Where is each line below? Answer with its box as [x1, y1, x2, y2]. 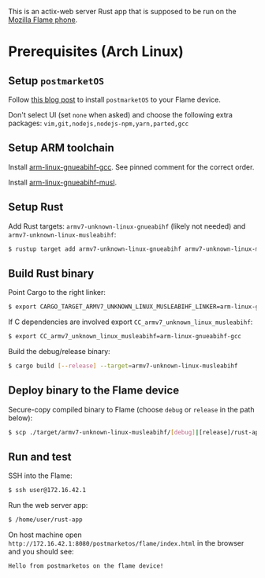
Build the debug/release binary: [8, 347, 110, 356]
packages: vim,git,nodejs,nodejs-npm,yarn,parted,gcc [8, 118, 189, 128]
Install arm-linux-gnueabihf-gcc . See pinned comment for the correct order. [8, 162, 255, 172]
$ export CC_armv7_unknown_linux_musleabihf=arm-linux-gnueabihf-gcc [8, 333, 242, 341]
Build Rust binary [8, 267, 95, 280]
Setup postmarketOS [8, 74, 105, 88]
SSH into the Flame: [8, 471, 73, 480]
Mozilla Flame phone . [8, 15, 78, 24]
